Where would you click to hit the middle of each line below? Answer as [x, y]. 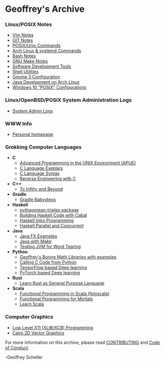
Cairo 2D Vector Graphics [38, 333]
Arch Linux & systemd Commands [47, 51]
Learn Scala [32, 304]
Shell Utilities [25, 72]
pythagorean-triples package [49, 210]
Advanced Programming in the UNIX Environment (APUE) [78, 163]
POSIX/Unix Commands [36, 46]
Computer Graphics [29, 317]
